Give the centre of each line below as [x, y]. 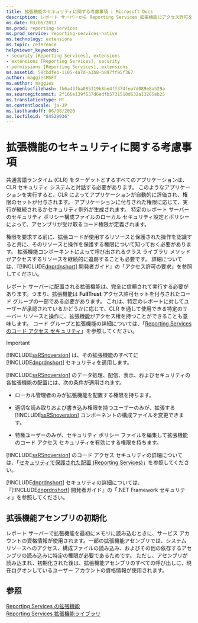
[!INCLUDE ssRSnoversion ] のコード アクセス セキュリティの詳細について [95, 455]
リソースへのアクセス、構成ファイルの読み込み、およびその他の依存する [94, 548]
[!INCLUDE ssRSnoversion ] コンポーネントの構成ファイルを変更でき [97, 415]
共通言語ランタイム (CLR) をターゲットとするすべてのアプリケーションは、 [97, 180]
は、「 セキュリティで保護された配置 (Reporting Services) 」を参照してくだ [95, 462]
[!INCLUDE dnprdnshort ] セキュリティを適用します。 [69, 363]
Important [18, 343]
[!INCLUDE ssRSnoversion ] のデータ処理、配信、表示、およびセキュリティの [98, 375]
